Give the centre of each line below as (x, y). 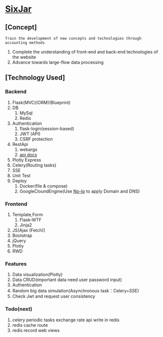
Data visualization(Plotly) (37, 275)
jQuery (19, 240)
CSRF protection (36, 139)
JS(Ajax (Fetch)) (29, 230)
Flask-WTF (30, 220)
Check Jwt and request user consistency (54, 296)
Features (16, 264)
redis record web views (36, 330)
